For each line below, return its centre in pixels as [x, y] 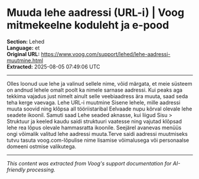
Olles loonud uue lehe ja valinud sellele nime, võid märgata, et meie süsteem [99, 83]
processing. [41, 170]
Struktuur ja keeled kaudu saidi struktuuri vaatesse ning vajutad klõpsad [94, 121]
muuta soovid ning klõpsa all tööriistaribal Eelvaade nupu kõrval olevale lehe [99, 109]
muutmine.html [25, 60]
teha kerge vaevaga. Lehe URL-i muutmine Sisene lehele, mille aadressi [94, 102]
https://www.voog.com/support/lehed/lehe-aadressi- [106, 54]
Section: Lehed [26, 41]
